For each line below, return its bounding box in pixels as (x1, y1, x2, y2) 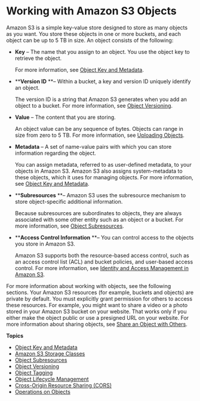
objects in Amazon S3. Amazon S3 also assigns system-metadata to (14, 167, 183, 175)
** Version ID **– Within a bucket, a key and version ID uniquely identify (14, 78, 191, 85)
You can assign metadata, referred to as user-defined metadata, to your (14, 161, 192, 168)
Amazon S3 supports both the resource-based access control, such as (14, 252, 189, 259)
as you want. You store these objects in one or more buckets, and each (6, 30, 181, 37)
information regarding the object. (14, 149, 97, 157)
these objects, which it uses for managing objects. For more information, (14, 173, 193, 180)
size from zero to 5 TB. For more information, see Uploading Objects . (14, 131, 185, 139)
